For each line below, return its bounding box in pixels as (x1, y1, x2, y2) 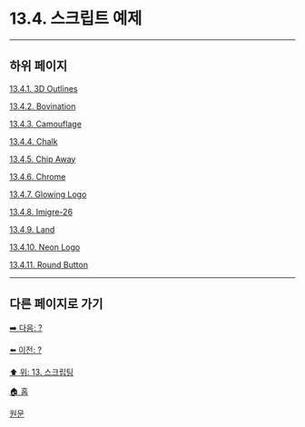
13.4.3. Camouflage (9, 118, 82, 129)
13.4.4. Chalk (9, 135, 58, 146)
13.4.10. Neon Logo (9, 242, 81, 253)
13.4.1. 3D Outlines (9, 83, 78, 94)
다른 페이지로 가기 (9, 296, 103, 312)
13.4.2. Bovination (9, 101, 76, 112)
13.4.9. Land (9, 223, 55, 234)
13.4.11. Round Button (9, 259, 89, 270)
